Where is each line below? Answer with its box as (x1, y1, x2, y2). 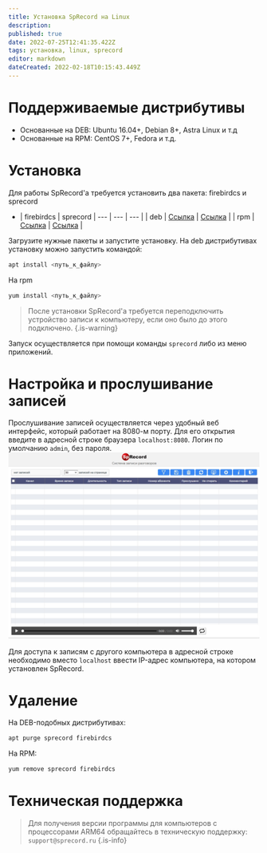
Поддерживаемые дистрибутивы (8, 99, 245, 117)
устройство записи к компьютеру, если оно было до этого (27, 314, 228, 324)
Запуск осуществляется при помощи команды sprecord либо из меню (8, 338, 247, 348)
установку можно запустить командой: (8, 244, 143, 254)
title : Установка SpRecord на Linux (8, 13, 130, 21)
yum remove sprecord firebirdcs (8, 765, 116, 773)
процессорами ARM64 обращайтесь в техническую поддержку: (27, 827, 249, 837)
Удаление (8, 691, 78, 709)
